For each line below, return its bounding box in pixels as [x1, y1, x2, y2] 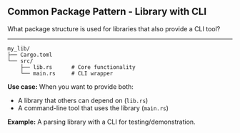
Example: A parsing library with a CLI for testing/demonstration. [7, 117, 196, 126]
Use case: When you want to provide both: [7, 82, 134, 91]
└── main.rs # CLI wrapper [20, 70, 114, 77]
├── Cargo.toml [7, 51, 53, 58]
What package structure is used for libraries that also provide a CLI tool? [7, 24, 221, 33]
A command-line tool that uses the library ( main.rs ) [17, 103, 169, 112]
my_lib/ [7, 45, 31, 52]
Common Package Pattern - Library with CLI [7, 6, 207, 18]
